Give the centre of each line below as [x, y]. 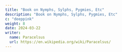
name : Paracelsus [27, 38]
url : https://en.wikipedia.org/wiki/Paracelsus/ [60, 42]
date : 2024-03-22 [23, 28]
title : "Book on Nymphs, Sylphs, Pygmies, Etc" [55, 10]
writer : [13, 33]
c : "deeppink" [20, 19]
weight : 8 [15, 24]
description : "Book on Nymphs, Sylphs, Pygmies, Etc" [61, 14]
